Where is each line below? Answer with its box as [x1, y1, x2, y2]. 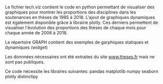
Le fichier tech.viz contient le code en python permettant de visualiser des [5, 4, 155, 10]
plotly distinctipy [5, 74, 38, 79]
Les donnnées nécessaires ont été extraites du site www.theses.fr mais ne [5, 54, 155, 60]
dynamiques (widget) [5, 45, 48, 50]
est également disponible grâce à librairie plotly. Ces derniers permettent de [5, 19, 159, 25]
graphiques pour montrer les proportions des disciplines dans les [5, 9, 136, 15]
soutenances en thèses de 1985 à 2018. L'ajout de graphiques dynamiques [5, 15, 155, 20]
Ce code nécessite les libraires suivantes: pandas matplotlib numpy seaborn [5, 68, 159, 74]
